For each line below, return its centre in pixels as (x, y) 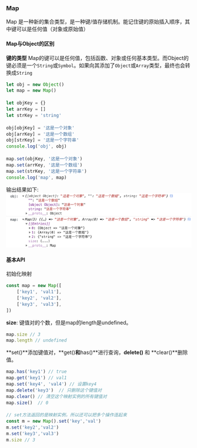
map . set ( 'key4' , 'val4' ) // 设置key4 (51, 384)
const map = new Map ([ (34, 286)
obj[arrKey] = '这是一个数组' (40, 134)
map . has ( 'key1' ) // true (36, 372)
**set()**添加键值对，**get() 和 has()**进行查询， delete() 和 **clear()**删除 (97, 352)
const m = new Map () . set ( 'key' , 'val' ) (54, 422)
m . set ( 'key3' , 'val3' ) (33, 434)
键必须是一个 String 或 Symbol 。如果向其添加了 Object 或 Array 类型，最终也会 (96, 65)
